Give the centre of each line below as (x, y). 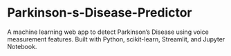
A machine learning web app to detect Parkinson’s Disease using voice (108, 32)
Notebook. (22, 46)
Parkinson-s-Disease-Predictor (100, 13)
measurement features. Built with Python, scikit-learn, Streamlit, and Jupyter (116, 39)
